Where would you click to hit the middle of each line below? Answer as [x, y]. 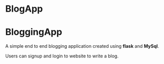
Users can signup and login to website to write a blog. [62, 56]
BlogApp [24, 9]
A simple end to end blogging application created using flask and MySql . [82, 46]
